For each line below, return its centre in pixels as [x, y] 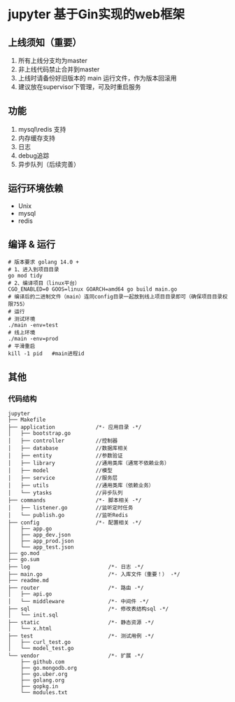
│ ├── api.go [30, 594]
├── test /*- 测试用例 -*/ [81, 636]
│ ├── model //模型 [60, 471]
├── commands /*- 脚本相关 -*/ [75, 501]
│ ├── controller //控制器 [63, 441]
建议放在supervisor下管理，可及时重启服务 [80, 87]
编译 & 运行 [32, 245]
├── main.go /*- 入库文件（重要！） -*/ [94, 574]
